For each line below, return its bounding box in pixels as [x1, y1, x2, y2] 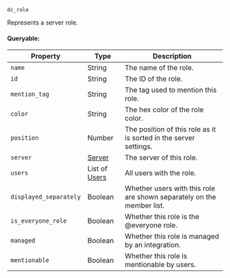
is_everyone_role [10, 217, 67, 225]
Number [87, 134, 114, 143]
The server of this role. [125, 153, 198, 162]
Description [153, 51, 192, 61]
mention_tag [10, 90, 50, 99]
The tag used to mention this [125, 86, 217, 95]
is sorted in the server [125, 134, 195, 143]
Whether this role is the [125, 212, 200, 222]
